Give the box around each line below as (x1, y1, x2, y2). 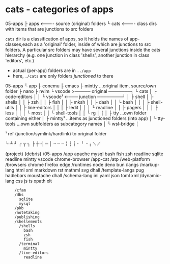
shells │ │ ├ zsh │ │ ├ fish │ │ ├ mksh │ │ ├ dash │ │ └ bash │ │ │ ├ (5, 99, 150, 105)
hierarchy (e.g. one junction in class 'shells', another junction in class (5, 52, 150, 58)
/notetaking (14, 210, 40, 215)
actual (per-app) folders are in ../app (12, 67, 91, 74)
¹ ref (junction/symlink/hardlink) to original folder (5, 130, 107, 136)
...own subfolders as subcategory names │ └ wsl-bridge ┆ (16, 121, 139, 127)
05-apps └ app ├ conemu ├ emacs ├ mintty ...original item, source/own (5, 83, 156, 89)
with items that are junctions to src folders (5, 26, 94, 32)
